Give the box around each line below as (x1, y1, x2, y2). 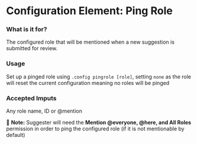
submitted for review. (6, 45, 58, 52)
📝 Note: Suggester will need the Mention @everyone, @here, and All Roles (6, 119, 191, 126)
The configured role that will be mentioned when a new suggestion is (6, 38, 175, 45)
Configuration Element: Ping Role (6, 4, 173, 18)
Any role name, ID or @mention (6, 107, 83, 114)
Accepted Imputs (6, 94, 57, 102)
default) (6, 132, 25, 139)
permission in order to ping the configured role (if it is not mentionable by (6, 125, 185, 132)
